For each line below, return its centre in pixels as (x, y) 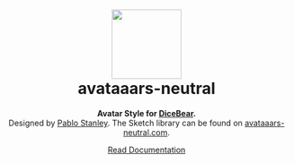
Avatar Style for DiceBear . (147, 113)
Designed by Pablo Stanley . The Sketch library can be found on (125, 123)
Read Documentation (147, 150)
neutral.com (145, 132)
